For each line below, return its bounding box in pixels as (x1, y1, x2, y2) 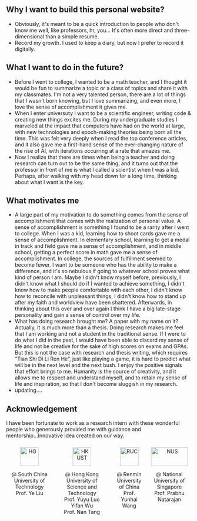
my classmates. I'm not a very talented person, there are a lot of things (14, 91, 186, 98)
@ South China (11, 471, 48, 478)
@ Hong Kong (65, 471, 99, 478)
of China (118, 483, 140, 490)
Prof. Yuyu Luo (64, 496, 100, 503)
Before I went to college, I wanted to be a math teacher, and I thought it (14, 78, 187, 85)
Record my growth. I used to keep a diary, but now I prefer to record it (14, 39, 184, 46)
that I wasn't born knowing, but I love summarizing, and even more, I (14, 97, 181, 104)
